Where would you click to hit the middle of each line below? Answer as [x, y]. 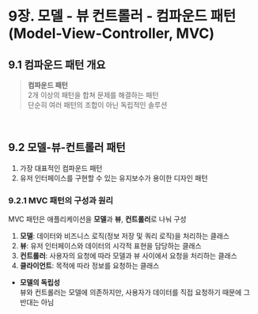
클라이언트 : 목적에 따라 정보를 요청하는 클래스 [89, 266]
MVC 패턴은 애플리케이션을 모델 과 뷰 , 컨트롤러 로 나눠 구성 [97, 219]
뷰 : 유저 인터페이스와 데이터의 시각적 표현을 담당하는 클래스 [110, 246]
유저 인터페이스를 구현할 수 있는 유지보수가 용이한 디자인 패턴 [114, 178]
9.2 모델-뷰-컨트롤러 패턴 [67, 148]
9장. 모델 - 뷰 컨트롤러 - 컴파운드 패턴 [122, 16]
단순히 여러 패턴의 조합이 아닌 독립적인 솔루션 [97, 105]
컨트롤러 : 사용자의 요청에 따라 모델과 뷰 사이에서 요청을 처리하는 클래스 [128, 256]
